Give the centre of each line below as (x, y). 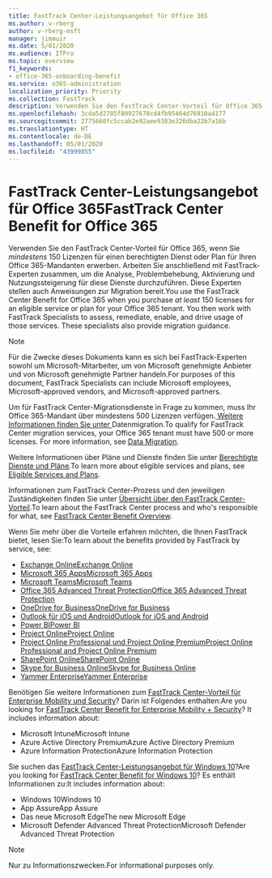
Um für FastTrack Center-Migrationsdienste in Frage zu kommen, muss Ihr (132, 407)
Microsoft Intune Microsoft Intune (75, 734)
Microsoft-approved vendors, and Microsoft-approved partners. (115, 392)
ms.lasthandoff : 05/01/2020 (56, 144)
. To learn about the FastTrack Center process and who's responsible (144, 508)
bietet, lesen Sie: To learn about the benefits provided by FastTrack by (124, 540)
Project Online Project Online (67, 633)
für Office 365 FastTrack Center (116, 209)
